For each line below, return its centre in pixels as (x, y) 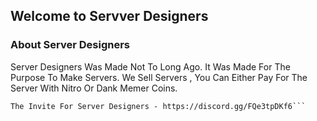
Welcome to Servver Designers (109, 16)
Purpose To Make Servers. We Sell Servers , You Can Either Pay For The (159, 77)
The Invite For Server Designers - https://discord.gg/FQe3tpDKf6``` (158, 106)
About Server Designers (70, 45)
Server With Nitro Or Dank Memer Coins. (94, 88)
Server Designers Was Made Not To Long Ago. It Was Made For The (150, 66)
